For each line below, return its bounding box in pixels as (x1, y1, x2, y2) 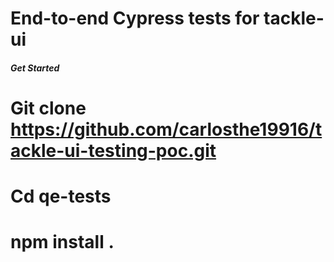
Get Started (10, 62, 60, 74)
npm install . (10, 231, 115, 254)
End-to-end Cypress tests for (10, 7, 260, 30)
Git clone (10, 97, 87, 119)
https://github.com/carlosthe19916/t (10, 118, 323, 141)
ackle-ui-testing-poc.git (10, 139, 217, 162)
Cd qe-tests (10, 185, 112, 208)
